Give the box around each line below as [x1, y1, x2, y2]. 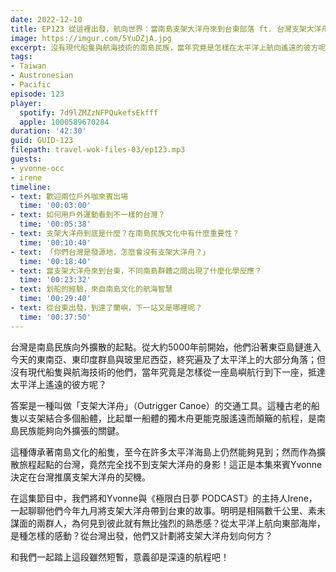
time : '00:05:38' [19, 219, 92, 230]
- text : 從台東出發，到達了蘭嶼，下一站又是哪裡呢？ [10, 303, 203, 313]
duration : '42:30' [10, 126, 87, 136]
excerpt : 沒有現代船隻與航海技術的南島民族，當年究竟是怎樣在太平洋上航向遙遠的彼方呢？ [10, 42, 334, 53]
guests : [10, 154, 43, 164]
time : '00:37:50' [19, 312, 92, 322]
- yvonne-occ [10, 163, 65, 173]
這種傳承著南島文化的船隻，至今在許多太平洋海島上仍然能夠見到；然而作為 [10, 446, 317, 458]
